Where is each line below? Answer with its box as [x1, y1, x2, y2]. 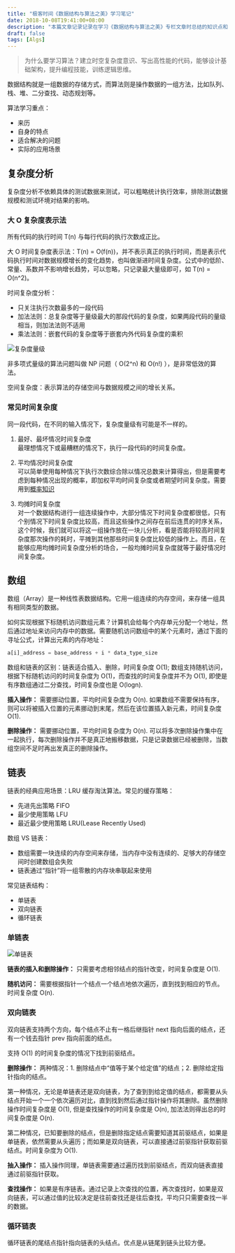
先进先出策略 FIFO [17, 802, 70, 810]
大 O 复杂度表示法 [7, 215, 66, 225]
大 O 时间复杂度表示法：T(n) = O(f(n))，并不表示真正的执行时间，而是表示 [7, 247, 220, 256]
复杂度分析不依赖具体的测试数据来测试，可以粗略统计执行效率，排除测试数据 [7, 187, 228, 196]
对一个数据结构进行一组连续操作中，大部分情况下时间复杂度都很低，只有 [17, 508, 226, 516]
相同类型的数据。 [13, 603, 63, 612]
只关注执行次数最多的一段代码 [17, 303, 104, 312]
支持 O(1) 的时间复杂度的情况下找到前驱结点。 [7, 1048, 139, 1057]
